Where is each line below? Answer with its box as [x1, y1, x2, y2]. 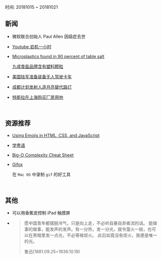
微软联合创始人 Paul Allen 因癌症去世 [12, 33, 86, 39]
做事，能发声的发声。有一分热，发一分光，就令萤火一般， [32, 227, 148, 232]
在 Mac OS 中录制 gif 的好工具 [12, 171, 71, 177]
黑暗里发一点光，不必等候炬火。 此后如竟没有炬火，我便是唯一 [32, 232, 158, 238]
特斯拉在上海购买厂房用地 [12, 94, 64, 100]
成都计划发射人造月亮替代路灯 [12, 84, 72, 90]
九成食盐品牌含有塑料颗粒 [12, 63, 64, 69]
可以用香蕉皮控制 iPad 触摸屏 [12, 210, 70, 216]
